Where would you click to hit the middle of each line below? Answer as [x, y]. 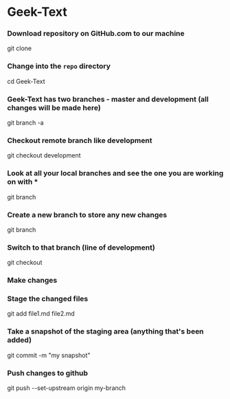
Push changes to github [47, 373]
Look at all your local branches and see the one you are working [115, 173]
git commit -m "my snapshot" [49, 355]
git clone [20, 48]
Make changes [32, 281]
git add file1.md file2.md [41, 314]
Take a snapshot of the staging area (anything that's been [105, 332]
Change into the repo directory [59, 66]
